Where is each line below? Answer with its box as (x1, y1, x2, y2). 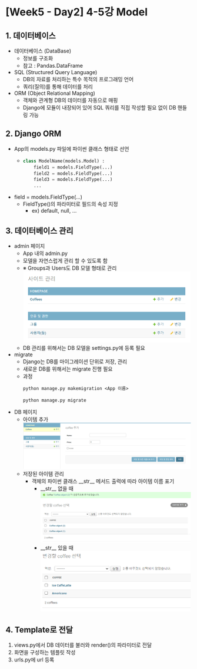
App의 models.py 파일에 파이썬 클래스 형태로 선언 (14, 145, 129, 152)
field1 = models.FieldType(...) (34, 164, 113, 170)
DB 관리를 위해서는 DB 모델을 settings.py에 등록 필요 (22, 344, 145, 351)
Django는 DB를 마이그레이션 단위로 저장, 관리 (22, 357, 128, 365)
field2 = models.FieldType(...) (34, 170, 113, 177)
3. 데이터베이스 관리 (5, 226, 74, 236)
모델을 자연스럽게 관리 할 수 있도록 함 (22, 257, 108, 264)
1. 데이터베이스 (5, 31, 56, 41)
